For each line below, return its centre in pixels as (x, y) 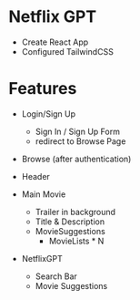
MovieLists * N (76, 241)
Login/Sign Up (49, 114)
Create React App (55, 42)
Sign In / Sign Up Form (77, 131)
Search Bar (56, 276)
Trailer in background (75, 212)
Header (36, 176)
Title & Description (70, 222)
